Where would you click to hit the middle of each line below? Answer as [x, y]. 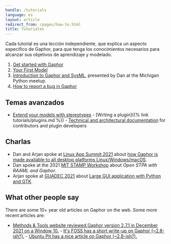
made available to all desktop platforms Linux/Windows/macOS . [80, 159]
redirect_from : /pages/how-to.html [43, 24]
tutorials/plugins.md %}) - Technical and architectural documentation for [89, 120]
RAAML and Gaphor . [34, 170]
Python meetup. [30, 81]
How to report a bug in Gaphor [45, 86]
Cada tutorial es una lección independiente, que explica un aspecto [76, 44]
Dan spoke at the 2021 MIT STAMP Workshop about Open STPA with [85, 165]
